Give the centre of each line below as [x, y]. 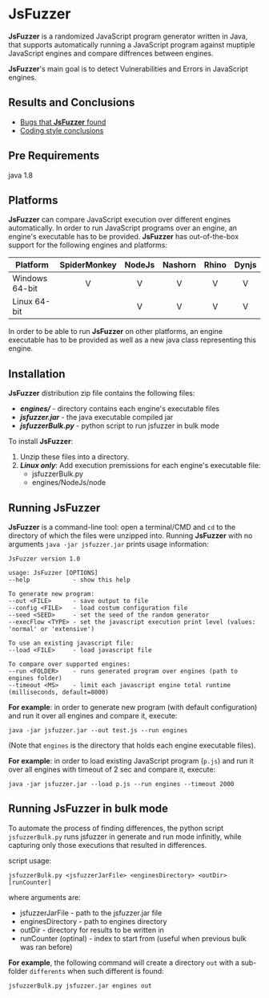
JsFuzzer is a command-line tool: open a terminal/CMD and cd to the [122, 527]
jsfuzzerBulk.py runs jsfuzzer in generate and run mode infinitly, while [125, 837]
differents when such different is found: [96, 971]
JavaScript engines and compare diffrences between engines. [111, 53]
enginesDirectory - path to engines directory [93, 921]
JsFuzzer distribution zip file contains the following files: [102, 393]
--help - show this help [69, 580]
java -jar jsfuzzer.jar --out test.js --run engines [98, 731]
